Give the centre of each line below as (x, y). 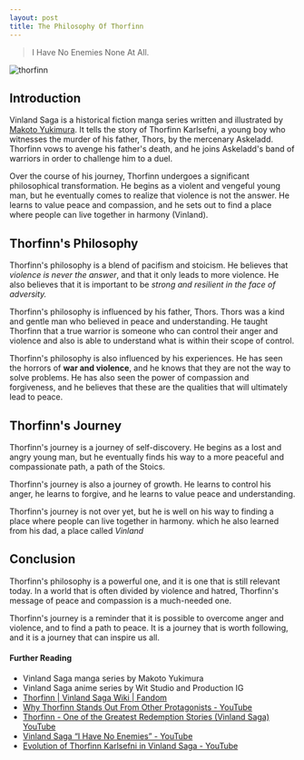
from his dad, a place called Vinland (77, 530)
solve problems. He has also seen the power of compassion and (129, 378)
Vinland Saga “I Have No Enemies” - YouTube (108, 735)
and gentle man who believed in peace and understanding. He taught (139, 321)
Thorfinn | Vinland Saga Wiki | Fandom (95, 697)
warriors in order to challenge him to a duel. (91, 159)
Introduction (45, 98)
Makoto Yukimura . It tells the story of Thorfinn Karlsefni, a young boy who (147, 130)
